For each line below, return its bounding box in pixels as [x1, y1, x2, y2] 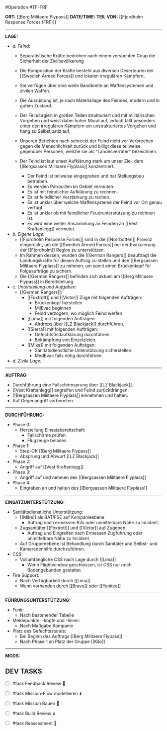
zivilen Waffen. [19, 88, 51, 93]
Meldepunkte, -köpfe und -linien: [12, 618, 81, 623]
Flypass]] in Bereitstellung [19, 278, 74, 284]
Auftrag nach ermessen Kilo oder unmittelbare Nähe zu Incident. [27, 520, 160, 525]
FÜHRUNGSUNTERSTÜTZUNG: [5, 597, 71, 603]
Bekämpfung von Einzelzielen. [34, 337, 97, 343]
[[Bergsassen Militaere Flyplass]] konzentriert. [19, 164, 115, 169]
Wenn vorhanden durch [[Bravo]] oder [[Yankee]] [19, 583, 121, 589]
